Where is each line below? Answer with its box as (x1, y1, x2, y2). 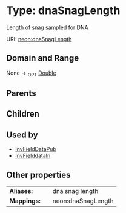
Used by (6, 129, 38, 140)
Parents (6, 88, 36, 98)
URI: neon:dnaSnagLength (6, 35, 72, 42)
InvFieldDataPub (15, 146, 56, 153)
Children (6, 109, 39, 119)
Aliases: (9, 186, 33, 195)
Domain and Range (6, 53, 79, 64)
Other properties (6, 169, 71, 180)
